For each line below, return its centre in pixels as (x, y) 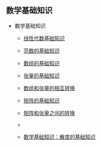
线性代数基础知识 (44, 38)
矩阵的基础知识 (41, 100)
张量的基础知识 (41, 76)
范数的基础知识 (41, 50)
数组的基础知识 (41, 63)
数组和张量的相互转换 (49, 88)
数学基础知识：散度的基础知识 (59, 137)
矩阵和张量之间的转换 (49, 113)
